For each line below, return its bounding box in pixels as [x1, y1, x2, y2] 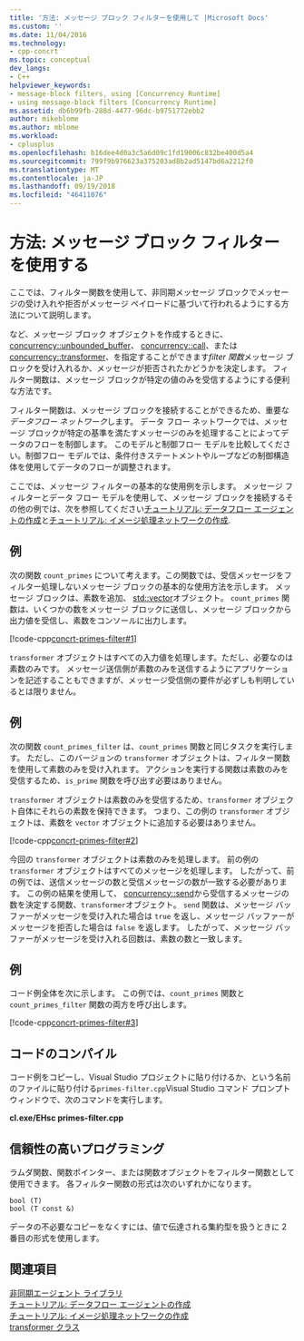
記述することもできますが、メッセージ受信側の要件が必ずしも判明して [25, 674, 288, 685]
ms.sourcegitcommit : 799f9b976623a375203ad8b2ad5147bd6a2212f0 [9, 156, 254, 166]
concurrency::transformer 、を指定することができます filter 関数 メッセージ [9, 351, 284, 362]
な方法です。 [9, 385, 57, 396]
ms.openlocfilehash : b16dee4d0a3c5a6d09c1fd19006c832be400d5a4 [9, 148, 254, 157]
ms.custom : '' [9, 22, 64, 31]
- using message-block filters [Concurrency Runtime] [9, 97, 218, 107]
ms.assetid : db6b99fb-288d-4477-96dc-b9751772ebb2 [9, 106, 205, 115]
